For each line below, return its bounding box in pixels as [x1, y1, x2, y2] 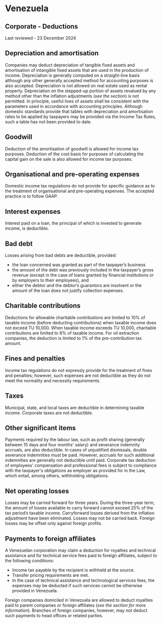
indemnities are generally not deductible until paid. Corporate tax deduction [5, 457, 156, 463]
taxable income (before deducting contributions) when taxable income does [5, 320, 157, 325]
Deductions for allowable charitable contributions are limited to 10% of [5, 314, 146, 320]
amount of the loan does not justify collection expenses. [12, 287, 124, 294]
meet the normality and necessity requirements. [5, 377, 101, 384]
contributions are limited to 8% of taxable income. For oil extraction [5, 330, 139, 336]
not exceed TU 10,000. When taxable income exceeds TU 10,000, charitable [5, 325, 156, 331]
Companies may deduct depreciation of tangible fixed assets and [5, 62, 135, 68]
